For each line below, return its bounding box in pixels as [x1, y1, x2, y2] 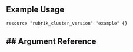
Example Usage [6, 5, 65, 15]
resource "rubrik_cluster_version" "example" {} [6, 20, 128, 26]
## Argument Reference [6, 37, 97, 47]
